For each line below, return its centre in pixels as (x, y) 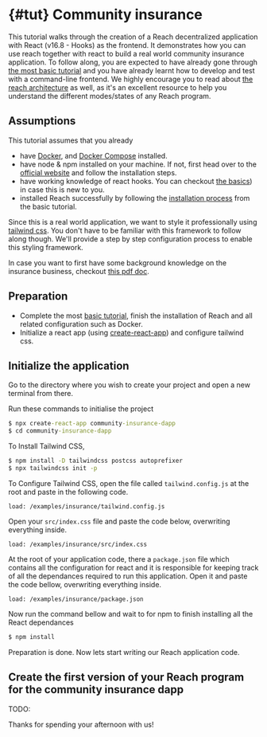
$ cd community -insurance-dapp (60, 431)
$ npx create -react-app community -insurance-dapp (92, 424)
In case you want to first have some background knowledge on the (118, 263)
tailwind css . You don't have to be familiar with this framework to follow (125, 230)
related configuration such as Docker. (81, 323)
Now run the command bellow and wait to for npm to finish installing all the (131, 614)
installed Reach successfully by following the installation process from (135, 198)
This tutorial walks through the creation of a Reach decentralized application (133, 37)
